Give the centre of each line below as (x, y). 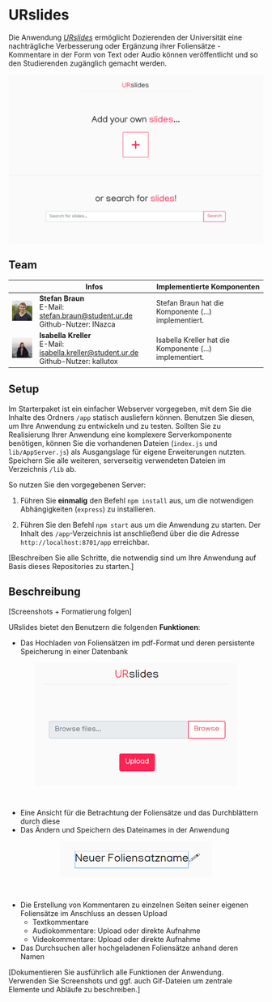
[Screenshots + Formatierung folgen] (70, 611)
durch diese (40, 821)
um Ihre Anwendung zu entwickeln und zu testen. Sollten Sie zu (115, 426)
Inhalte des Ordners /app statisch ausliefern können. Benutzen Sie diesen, (132, 417)
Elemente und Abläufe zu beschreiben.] (74, 990)
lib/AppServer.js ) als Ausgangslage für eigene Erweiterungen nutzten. (127, 452)
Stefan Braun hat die (190, 302)
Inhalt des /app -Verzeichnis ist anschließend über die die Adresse (130, 533)
